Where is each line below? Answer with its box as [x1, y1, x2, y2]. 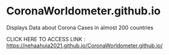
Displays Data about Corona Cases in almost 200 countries [6, 24, 154, 31]
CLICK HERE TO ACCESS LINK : [6, 35, 86, 42]
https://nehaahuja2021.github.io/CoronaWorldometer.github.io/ [6, 42, 163, 49]
